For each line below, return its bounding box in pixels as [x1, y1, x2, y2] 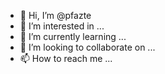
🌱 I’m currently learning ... [19, 31, 127, 42]
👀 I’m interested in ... [19, 20, 105, 32]
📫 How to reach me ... [19, 53, 113, 64]
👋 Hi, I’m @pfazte [19, 10, 92, 21]
